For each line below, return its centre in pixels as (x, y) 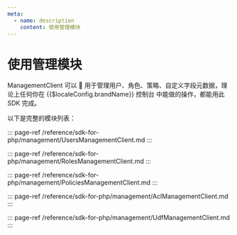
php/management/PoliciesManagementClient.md (79, 182)
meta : (15, 14)
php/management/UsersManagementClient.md (76, 140)
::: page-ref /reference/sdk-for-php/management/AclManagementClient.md (118, 197)
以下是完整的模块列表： (42, 119)
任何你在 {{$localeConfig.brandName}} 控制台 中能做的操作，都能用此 (122, 94)
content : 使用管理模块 (50, 27)
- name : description (44, 21)
